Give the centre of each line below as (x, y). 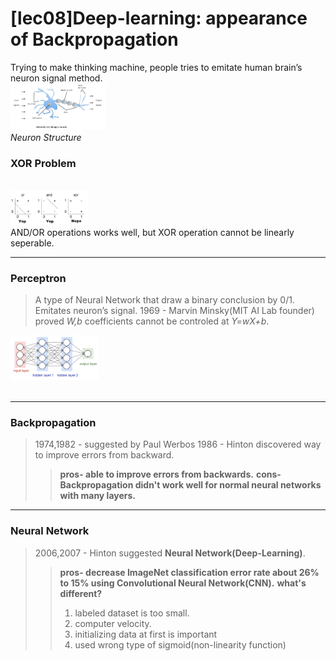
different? (81, 593)
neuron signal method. (56, 78)
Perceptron (38, 278)
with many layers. (98, 496)
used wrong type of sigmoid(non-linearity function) (180, 644)
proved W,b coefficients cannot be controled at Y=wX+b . (152, 321)
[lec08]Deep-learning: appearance (159, 18)
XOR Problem (43, 164)
